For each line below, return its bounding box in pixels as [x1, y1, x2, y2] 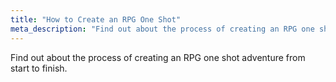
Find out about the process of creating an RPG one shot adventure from [10, 51, 306, 63]
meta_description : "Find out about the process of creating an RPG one [10, 24, 315, 34]
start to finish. [10, 62, 68, 74]
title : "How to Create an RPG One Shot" [10, 14, 182, 25]
